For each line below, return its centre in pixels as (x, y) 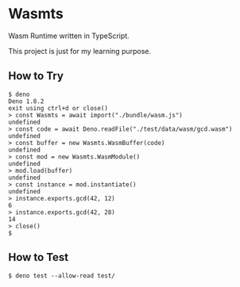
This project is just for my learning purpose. (80, 51)
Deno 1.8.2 (26, 101)
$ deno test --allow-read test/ (62, 276)
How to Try (36, 76)
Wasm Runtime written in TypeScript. (69, 36)
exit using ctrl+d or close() (58, 108)
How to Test (39, 257)
